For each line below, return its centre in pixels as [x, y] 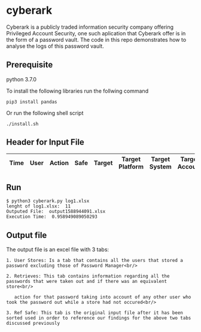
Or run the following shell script [45, 113]
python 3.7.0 [22, 79]
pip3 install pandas [32, 102]
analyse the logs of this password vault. [55, 46]
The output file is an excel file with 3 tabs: [58, 249]
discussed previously [33, 324]
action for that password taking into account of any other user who [103, 297]
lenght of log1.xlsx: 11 [38, 206]
